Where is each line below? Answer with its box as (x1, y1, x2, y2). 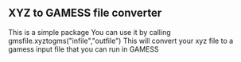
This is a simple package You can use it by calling (8, 27, 171, 37)
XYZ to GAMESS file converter (8, 6, 162, 20)
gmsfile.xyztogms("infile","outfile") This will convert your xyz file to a (8, 36, 234, 45)
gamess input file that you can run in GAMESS (8, 44, 159, 54)
